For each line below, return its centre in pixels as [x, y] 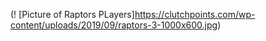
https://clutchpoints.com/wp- [195, 14]
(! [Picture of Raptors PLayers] [72, 14]
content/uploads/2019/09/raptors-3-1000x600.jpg [114, 25]
